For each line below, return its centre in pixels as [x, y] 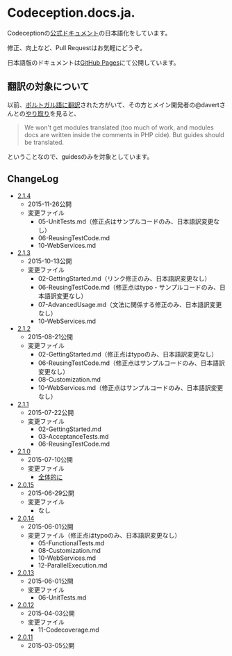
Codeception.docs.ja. [71, 13]
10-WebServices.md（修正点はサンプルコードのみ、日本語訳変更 [131, 387]
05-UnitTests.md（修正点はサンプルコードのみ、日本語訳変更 [126, 221]
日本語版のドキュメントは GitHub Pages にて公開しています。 [93, 62]
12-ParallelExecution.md [73, 565]
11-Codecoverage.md [68, 630]
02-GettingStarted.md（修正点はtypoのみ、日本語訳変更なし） [127, 354]
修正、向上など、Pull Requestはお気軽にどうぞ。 [77, 47]
